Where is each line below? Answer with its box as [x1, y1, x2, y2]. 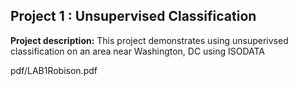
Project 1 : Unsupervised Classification [10, 8, 257, 25]
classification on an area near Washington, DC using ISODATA [10, 45, 265, 57]
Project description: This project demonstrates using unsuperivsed [10, 34, 289, 46]
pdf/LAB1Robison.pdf [10, 64, 98, 76]
